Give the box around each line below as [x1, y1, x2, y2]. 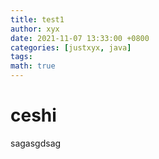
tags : [10, 52, 33, 62]
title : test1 [10, 14, 65, 25]
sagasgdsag [10, 137, 62, 149]
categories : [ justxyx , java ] [10, 42, 132, 53]
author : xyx [10, 24, 60, 34]
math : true [10, 61, 56, 71]
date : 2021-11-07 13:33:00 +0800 [10, 33, 150, 43]
